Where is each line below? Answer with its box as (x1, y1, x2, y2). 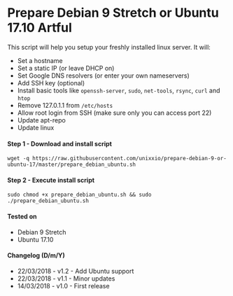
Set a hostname (17, 56, 63, 64)
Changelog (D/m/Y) (7, 251, 65, 260)
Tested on (7, 212, 37, 220)
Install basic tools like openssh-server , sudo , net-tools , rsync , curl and (17, 86, 220, 94)
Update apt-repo (17, 115, 66, 124)
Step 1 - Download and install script (7, 139, 112, 148)
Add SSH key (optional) (17, 78, 85, 87)
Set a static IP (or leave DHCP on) (17, 64, 115, 72)
